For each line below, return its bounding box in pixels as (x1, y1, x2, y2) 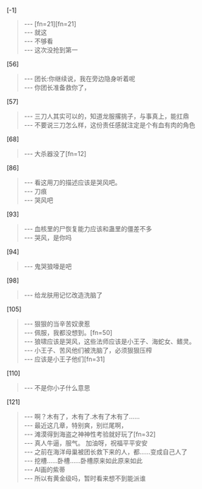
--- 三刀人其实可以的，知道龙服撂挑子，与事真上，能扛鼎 (23, 112, 190, 120)
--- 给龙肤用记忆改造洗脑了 (23, 291, 103, 299)
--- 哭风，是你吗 (23, 233, 72, 242)
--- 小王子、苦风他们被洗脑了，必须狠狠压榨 (23, 346, 153, 354)
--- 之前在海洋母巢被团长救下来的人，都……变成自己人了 (23, 448, 188, 456)
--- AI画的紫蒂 (23, 466, 66, 473)
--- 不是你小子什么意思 (23, 384, 91, 391)
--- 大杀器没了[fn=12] (23, 150, 87, 158)
